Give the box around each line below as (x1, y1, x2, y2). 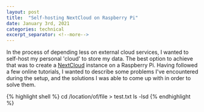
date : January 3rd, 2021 (6, 20, 70, 26)
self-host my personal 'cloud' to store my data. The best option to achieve (6, 55, 194, 62)
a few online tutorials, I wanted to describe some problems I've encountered (6, 68, 198, 75)
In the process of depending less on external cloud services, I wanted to (6, 48, 189, 56)
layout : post (6, 9, 40, 15)
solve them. (6, 81, 36, 89)
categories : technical (6, 26, 64, 32)
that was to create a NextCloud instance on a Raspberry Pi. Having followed (6, 62, 198, 69)
